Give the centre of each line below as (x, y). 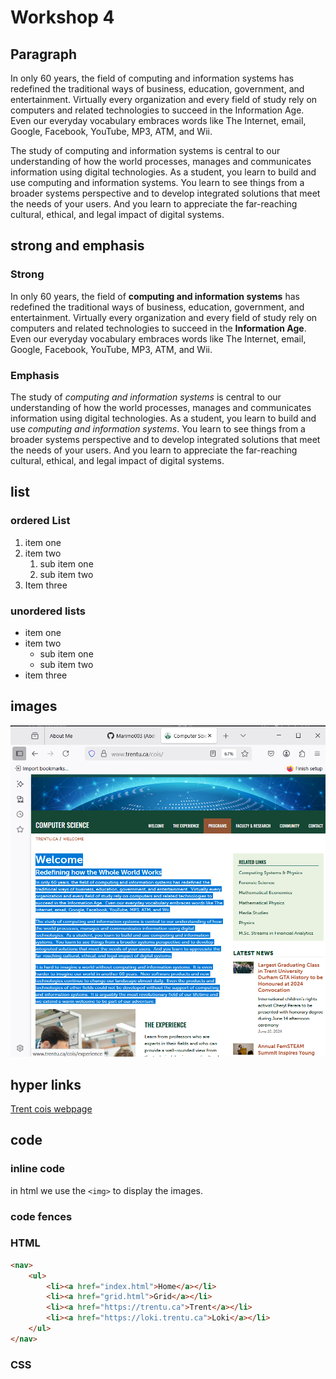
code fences (41, 1216)
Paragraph (44, 54)
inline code (38, 1169)
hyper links (46, 1084)
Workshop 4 (62, 17)
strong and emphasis (77, 246)
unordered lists (48, 611)
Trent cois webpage (51, 1108)
